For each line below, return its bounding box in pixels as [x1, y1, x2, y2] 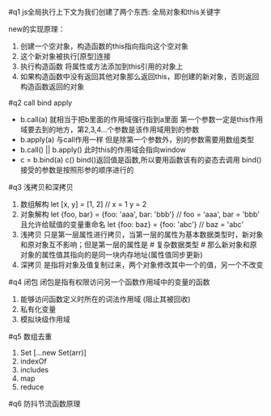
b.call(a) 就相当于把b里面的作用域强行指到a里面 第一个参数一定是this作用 [19, 115, 264, 124]
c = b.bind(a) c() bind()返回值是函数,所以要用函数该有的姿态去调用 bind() [19, 155, 262, 164]
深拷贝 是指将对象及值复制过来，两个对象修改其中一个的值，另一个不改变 [19, 260, 264, 269]
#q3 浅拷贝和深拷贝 [8, 183, 74, 191]
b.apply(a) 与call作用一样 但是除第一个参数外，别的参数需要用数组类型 [19, 135, 255, 144]
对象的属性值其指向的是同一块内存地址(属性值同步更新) [19, 250, 204, 259]
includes [19, 365, 49, 374]
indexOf [19, 356, 47, 366]
